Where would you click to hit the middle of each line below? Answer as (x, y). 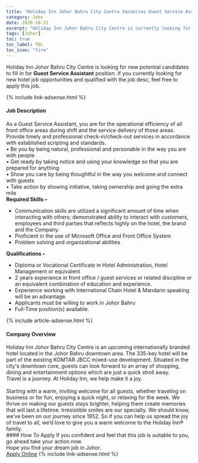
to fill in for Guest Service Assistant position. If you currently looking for (94, 73)
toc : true (18, 39)
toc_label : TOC (25, 45)
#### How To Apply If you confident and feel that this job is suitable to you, (98, 435)
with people (20, 155)
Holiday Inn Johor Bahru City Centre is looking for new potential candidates (98, 67)
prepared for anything (33, 168)
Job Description (26, 111)
